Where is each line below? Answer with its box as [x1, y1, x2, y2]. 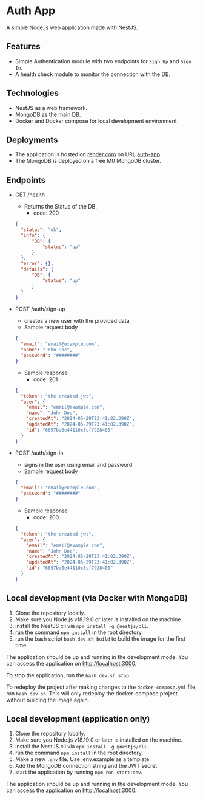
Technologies [6, 88, 59, 98]
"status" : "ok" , [21, 227, 62, 233]
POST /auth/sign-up [15, 305, 65, 313]
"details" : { [21, 266, 54, 272]
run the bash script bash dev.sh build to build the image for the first [15, 635, 186, 642]
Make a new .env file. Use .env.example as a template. [15, 756, 151, 763]
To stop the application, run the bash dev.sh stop [6, 671, 129, 678]
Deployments [6, 134, 58, 145]
